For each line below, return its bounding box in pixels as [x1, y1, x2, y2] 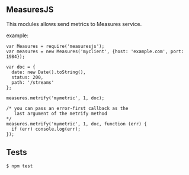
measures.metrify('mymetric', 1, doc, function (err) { [6, 121, 147, 127]
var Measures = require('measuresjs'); [6, 43, 105, 49]
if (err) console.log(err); [11, 126, 81, 132]
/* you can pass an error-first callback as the [6, 105, 129, 111]
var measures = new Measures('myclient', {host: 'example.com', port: [6, 48, 184, 54]
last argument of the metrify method [14, 111, 108, 116]
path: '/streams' [11, 79, 55, 85]
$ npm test [6, 163, 33, 169]
